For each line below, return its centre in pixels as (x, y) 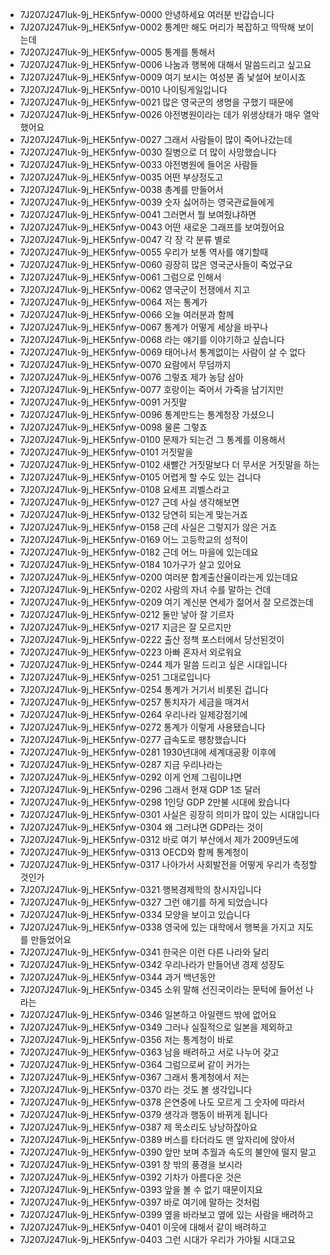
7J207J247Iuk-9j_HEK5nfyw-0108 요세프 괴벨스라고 (124, 489)
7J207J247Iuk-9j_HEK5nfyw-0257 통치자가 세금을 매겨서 (134, 702)
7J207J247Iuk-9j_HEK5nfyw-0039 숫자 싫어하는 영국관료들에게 (147, 202)
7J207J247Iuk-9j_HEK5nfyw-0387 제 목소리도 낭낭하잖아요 (138, 1127)
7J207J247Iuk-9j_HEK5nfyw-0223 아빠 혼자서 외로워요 (130, 652)
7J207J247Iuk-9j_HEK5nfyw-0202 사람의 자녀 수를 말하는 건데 (145, 589)
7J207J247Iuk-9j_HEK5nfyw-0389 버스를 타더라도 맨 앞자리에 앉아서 (157, 1139)
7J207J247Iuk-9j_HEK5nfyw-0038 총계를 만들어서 (121, 189)
